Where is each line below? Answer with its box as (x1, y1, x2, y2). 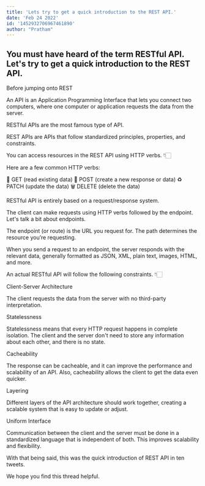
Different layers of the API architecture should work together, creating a (6, 399, 187, 406)
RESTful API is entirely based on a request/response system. (6, 197, 160, 205)
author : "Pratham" (6, 26, 53, 33)
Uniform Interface (6, 417, 51, 425)
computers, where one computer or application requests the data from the (6, 103, 194, 111)
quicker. (6, 375, 27, 383)
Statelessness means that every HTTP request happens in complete (6, 325, 178, 332)
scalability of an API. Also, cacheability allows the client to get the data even (6, 369, 198, 376)
